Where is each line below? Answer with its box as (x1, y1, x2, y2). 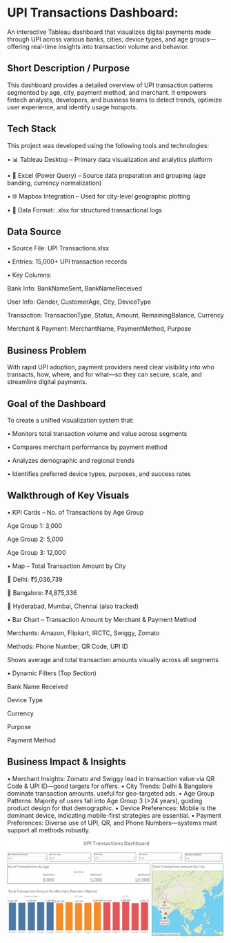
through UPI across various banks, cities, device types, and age (7, 35, 188, 43)
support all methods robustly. (7, 825, 91, 834)
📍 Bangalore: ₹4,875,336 (7, 588, 77, 596)
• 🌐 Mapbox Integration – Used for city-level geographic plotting (7, 192, 191, 200)
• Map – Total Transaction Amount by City (7, 562, 126, 570)
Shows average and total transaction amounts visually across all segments (7, 655, 219, 663)
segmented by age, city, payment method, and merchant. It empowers (7, 88, 207, 96)
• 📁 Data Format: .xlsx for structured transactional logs (7, 205, 162, 214)
